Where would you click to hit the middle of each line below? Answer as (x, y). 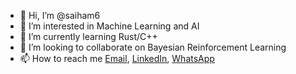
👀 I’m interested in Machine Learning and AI (109, 26)
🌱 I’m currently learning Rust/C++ (88, 36)
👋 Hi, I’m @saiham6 (60, 15)
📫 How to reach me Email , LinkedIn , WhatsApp (117, 58)
